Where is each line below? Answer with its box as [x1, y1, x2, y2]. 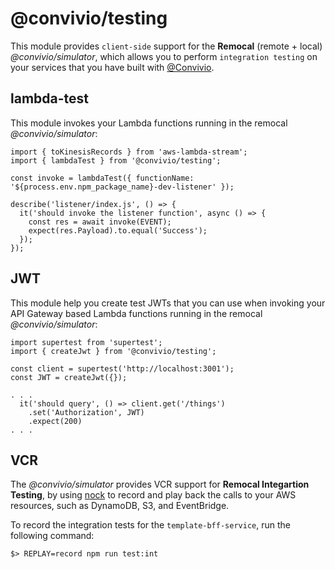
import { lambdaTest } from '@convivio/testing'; [10, 155, 222, 166]
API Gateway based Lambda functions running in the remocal [10, 307, 263, 319]
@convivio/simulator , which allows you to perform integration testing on [10, 50, 318, 62]
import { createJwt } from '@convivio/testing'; [10, 346, 217, 356]
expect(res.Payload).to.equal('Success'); [28, 225, 208, 236]
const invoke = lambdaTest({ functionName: [10, 173, 195, 183]
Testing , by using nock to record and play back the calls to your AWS [10, 489, 297, 501]
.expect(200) [28, 416, 83, 426]
